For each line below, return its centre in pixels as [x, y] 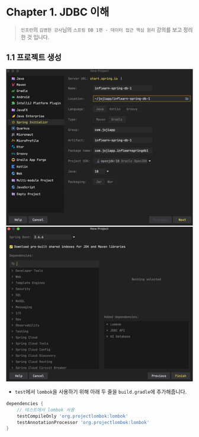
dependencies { [25, 403]
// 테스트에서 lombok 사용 [46, 410]
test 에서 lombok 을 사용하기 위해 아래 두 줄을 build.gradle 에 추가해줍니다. [101, 391]
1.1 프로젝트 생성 [34, 58]
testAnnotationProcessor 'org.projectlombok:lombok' [83, 422]
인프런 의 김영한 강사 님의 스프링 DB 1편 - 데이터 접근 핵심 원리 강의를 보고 [101, 30]
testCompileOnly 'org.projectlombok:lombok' [73, 416]
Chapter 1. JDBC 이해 [58, 12]
